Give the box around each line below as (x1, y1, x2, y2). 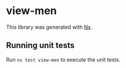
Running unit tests (6, 40, 75, 50)
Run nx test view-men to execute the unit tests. (6, 56, 121, 63)
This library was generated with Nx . (6, 23, 92, 30)
